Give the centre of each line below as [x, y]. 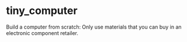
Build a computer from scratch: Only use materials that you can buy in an [94, 27]
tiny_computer [42, 11]
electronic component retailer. [42, 33]
